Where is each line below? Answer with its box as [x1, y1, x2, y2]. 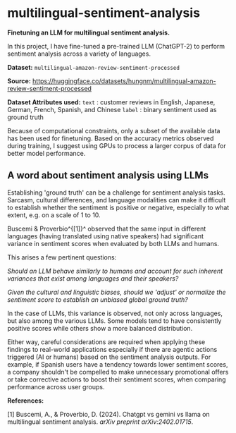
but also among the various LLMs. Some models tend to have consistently [7, 316, 222, 325]
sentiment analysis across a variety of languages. [7, 49, 151, 58]
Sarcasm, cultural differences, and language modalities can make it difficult [7, 195, 226, 204]
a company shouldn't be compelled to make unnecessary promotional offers [7, 367, 229, 376]
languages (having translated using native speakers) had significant [7, 231, 204, 240]
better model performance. [7, 149, 86, 157]
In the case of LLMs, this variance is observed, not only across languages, [7, 309, 223, 317]
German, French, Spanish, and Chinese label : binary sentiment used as [7, 105, 217, 114]
